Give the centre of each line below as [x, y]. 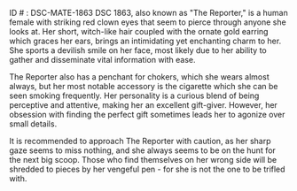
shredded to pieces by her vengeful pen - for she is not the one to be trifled [147, 169]
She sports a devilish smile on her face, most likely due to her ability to [138, 50]
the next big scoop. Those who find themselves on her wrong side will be [143, 160]
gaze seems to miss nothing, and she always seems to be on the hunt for [143, 150]
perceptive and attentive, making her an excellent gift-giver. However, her [143, 105]
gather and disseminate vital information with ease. [103, 60]
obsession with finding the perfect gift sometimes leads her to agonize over [147, 115]
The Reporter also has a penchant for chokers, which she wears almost [139, 77]
